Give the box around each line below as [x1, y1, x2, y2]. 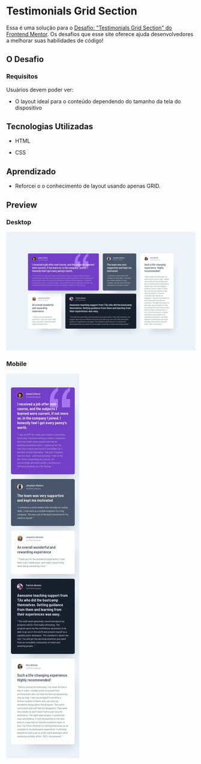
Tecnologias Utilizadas [6, 121, 94, 132]
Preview [6, 200, 38, 210]
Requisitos [6, 72, 38, 81]
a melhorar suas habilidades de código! [6, 37, 104, 44]
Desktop [6, 218, 32, 226]
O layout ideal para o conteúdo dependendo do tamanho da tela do [14, 97, 181, 105]
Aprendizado [6, 167, 56, 177]
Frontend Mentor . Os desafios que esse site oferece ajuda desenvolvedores [6, 30, 194, 37]
